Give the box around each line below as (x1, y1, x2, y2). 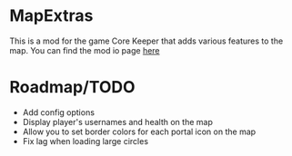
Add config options (22, 106, 96, 118)
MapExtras (9, 5, 94, 26)
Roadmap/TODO (9, 77, 136, 98)
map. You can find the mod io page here (9, 44, 161, 55)
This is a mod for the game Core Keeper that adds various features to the (9, 35, 284, 46)
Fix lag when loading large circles (22, 135, 148, 146)
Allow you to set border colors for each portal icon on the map (22, 126, 257, 137)
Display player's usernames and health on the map (22, 116, 214, 127)
